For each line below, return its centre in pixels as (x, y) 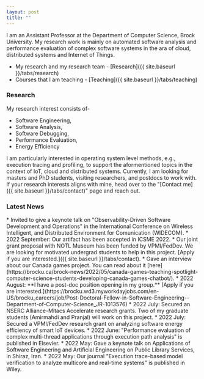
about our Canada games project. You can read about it (76, 265)
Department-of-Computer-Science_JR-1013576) (67, 304)
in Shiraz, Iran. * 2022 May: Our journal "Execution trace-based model (95, 356)
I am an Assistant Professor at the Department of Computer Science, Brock (101, 35)
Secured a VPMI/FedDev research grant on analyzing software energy (95, 324)
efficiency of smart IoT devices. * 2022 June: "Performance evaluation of (99, 330)
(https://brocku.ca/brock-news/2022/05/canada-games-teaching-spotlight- (102, 272)
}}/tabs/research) (37, 73)
